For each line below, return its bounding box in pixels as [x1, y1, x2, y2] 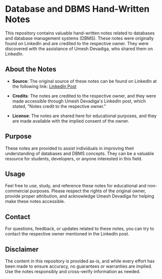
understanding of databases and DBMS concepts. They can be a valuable [5, 151, 155, 156]
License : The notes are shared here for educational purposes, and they [12, 113, 157, 119]
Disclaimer [5, 245, 39, 254]
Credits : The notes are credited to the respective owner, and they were [12, 93, 156, 99]
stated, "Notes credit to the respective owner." [12, 103, 107, 109]
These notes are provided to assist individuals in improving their [5, 145, 135, 151]
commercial [5, 188, 29, 194]
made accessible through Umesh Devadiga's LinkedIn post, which [12, 98, 146, 104]
